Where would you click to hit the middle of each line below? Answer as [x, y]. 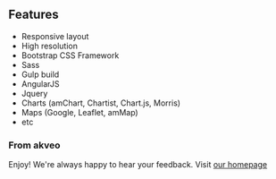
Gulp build [40, 74]
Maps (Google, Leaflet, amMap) [80, 112]
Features [33, 15]
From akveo [34, 145]
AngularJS [40, 83]
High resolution [49, 46]
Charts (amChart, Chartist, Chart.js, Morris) [100, 103]
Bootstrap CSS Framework [70, 55]
